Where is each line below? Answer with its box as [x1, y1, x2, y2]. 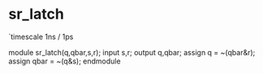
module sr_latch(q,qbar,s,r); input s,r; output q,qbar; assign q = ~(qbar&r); [8, 47, 256, 57]
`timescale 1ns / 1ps [8, 32, 74, 41]
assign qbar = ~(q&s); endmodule [8, 56, 121, 66]
